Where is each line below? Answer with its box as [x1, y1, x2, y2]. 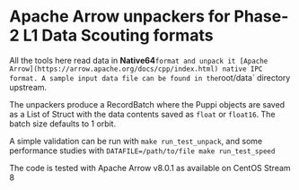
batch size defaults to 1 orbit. [9, 118, 117, 129]
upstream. [9, 82, 48, 92]
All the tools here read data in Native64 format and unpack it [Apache [9, 55, 268, 65]
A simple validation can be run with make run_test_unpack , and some [9, 135, 263, 146]
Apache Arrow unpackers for [9, 6, 231, 27]
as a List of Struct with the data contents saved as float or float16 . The [9, 108, 276, 119]
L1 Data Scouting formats [22, 25, 214, 46]
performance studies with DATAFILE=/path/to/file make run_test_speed [9, 145, 276, 156]
